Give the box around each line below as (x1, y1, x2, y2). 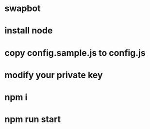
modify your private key (4, 69, 103, 81)
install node (4, 25, 53, 36)
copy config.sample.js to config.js (4, 47, 146, 58)
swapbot (4, 3, 41, 14)
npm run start (4, 114, 61, 125)
